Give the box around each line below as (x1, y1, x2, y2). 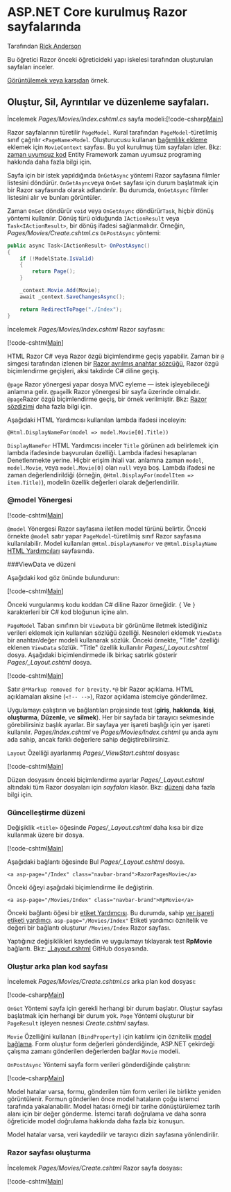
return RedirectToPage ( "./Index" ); (19, 306, 123, 313)
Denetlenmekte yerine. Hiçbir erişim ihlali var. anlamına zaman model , (7, 456, 204, 464)
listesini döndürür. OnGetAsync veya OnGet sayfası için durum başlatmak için (7, 178, 219, 187)
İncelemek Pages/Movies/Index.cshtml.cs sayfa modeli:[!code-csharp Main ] (7, 114, 223, 123)
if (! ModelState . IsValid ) (19, 255, 95, 262)
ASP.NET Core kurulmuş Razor (7, 4, 187, 20)
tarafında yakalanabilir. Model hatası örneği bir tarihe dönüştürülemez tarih (7, 1102, 221, 1111)
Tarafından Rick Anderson (7, 42, 82, 50)
